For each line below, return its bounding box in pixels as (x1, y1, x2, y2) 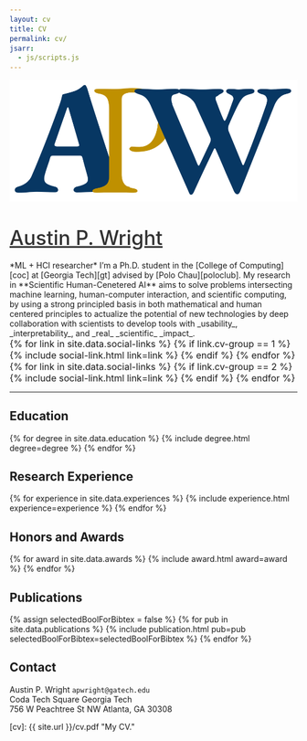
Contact (9, 660, 57, 675)
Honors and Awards (9, 529, 125, 545)
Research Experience (9, 469, 134, 484)
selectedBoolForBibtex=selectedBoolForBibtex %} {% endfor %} (9, 633, 252, 644)
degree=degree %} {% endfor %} (9, 442, 136, 453)
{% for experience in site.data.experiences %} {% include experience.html (9, 493, 290, 504)
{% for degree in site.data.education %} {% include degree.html (9, 432, 250, 443)
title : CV (9, 24, 48, 34)
